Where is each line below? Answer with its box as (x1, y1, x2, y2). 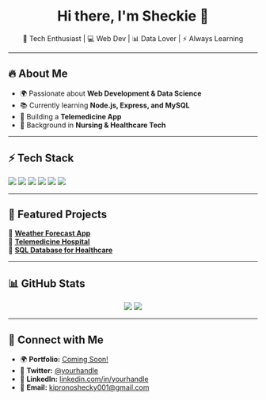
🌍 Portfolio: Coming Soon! (19, 355, 108, 364)
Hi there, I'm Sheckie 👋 (56, 7, 210, 25)
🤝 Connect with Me (8, 333, 104, 346)
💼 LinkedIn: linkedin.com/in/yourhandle (19, 375, 149, 383)
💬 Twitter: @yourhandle (19, 366, 99, 375)
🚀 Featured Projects (8, 207, 108, 221)
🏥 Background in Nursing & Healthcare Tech (19, 120, 166, 130)
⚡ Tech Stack (8, 152, 74, 165)
